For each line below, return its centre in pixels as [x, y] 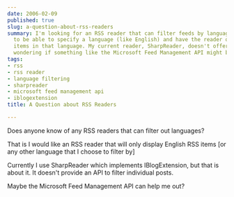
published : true [31, 20]
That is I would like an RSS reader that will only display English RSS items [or [117, 144]
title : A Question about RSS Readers [62, 105]
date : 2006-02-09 [32, 14]
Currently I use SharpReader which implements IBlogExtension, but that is [113, 165]
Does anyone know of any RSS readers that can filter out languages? [106, 131]
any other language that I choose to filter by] [71, 152]
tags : [15, 59]
